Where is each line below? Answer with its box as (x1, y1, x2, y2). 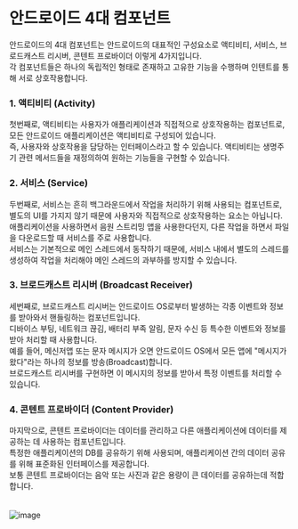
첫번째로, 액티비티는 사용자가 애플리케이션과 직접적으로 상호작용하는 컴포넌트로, (9, 119, 286, 130)
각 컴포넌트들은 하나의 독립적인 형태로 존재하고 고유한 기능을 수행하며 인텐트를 (9, 61, 280, 72)
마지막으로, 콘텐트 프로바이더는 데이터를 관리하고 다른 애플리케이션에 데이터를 (9, 425, 278, 436)
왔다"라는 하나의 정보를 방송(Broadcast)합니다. (9, 356, 173, 367)
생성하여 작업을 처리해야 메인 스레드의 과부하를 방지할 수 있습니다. (9, 255, 238, 265)
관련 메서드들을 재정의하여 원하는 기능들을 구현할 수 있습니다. (18, 152, 230, 163)
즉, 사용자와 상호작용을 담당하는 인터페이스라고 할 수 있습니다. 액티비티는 (9, 142, 261, 152)
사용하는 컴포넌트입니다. (42, 436, 126, 447)
